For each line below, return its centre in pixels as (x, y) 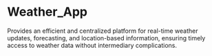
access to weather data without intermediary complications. (92, 45)
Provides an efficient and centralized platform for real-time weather (103, 31)
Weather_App (47, 12)
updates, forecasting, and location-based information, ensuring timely (106, 38)
